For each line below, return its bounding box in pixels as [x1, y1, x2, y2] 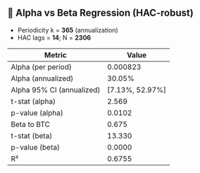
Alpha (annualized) [11, 73, 74, 83]
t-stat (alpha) [11, 96, 56, 106]
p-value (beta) [11, 142, 60, 152]
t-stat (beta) [11, 131, 53, 141]
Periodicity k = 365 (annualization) [17, 25, 118, 34]
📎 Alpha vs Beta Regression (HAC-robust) [7, 7, 194, 19]
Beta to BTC [11, 119, 51, 129]
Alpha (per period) [11, 61, 72, 71]
